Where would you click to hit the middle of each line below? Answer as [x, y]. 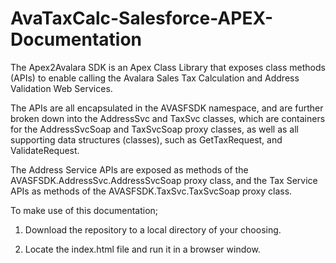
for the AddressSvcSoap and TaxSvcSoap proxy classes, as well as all [154, 129]
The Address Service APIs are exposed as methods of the [129, 169]
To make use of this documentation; [84, 210]
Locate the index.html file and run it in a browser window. [142, 249]
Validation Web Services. [61, 88]
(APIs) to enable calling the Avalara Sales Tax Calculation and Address [155, 78]
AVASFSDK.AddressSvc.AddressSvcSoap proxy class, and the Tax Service [164, 180]
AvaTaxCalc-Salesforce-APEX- [142, 18]
